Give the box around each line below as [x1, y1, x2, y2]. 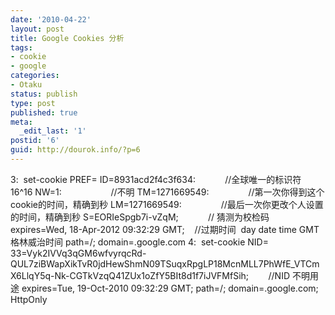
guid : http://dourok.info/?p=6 [10, 145, 141, 155]
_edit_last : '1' [19, 126, 87, 136]
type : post [10, 98, 56, 108]
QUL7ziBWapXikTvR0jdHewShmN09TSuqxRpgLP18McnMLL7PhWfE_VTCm [10, 257, 320, 270]
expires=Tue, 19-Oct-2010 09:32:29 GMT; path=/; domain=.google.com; [21, 282, 319, 294]
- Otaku [10, 80, 43, 90]
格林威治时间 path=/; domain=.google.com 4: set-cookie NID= [10, 236, 269, 248]
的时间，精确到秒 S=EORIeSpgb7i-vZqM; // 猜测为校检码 [10, 211, 270, 223]
